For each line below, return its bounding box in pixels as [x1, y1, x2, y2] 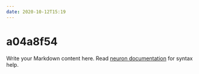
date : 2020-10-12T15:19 [6, 8, 66, 15]
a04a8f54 [6, 34, 58, 48]
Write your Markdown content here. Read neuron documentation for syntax [6, 55, 193, 62]
